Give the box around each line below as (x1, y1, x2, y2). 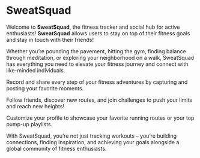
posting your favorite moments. (6, 84, 84, 92)
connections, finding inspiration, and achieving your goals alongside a (6, 138, 180, 145)
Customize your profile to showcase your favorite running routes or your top (6, 114, 195, 121)
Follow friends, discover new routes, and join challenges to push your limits (6, 96, 192, 104)
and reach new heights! (6, 102, 65, 110)
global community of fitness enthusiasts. (6, 145, 107, 152)
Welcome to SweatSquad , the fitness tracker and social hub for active (6, 23, 180, 31)
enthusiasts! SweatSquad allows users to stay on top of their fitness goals (6, 29, 190, 37)
